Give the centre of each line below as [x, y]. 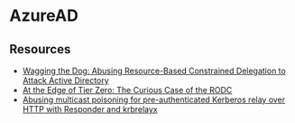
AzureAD [44, 16]
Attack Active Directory [66, 80]
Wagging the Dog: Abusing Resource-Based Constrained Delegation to [154, 71]
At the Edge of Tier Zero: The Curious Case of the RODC [127, 90]
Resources [40, 49]
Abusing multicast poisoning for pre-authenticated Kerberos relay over [154, 99]
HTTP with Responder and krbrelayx [90, 109]
